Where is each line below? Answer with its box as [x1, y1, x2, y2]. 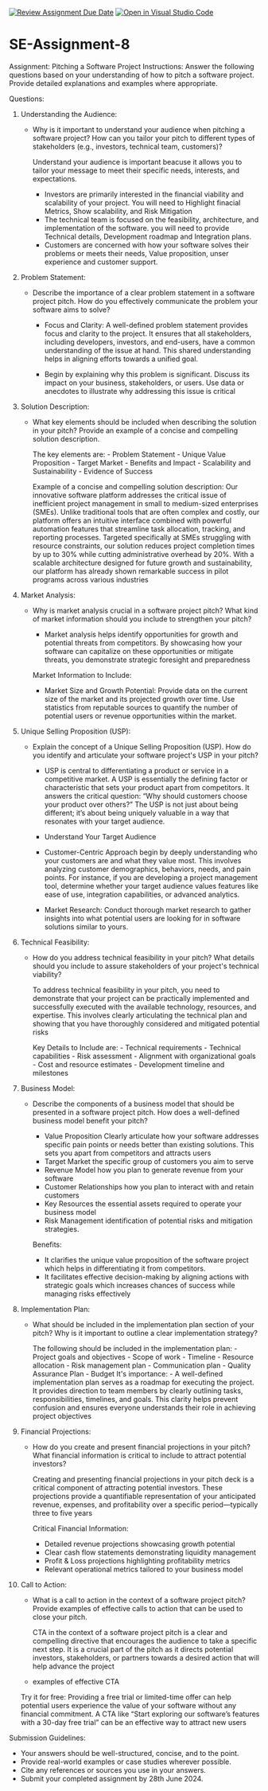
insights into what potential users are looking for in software [44, 913, 241, 923]
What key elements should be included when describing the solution [32, 417, 257, 426]
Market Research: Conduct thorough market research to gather [44, 905, 251, 914]
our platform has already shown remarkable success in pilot [32, 566, 229, 576]
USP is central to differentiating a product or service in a [44, 765, 229, 775]
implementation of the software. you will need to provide [44, 223, 230, 232]
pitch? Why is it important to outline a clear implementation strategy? [32, 1328, 258, 1337]
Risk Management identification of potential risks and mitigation [44, 1216, 253, 1225]
